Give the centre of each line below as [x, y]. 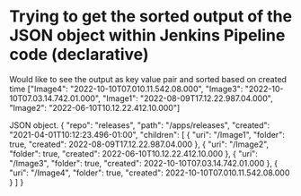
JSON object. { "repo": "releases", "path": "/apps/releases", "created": [140, 125]
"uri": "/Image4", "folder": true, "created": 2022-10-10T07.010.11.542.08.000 [150, 173]
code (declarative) [79, 55]
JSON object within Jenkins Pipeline [147, 35]
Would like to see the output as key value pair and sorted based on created [148, 79]
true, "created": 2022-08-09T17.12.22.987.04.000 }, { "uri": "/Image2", [139, 144]
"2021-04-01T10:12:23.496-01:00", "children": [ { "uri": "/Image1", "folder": [147, 134]
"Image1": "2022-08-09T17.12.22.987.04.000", [188, 98]
